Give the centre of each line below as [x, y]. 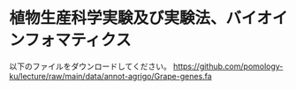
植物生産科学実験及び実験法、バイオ [141, 18]
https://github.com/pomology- [228, 66]
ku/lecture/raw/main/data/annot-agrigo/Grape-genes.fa [110, 76]
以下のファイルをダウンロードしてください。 [91, 66]
